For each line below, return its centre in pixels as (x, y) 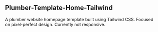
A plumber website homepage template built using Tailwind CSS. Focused (79, 19)
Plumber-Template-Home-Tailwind (59, 8)
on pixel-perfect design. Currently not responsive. (55, 24)
